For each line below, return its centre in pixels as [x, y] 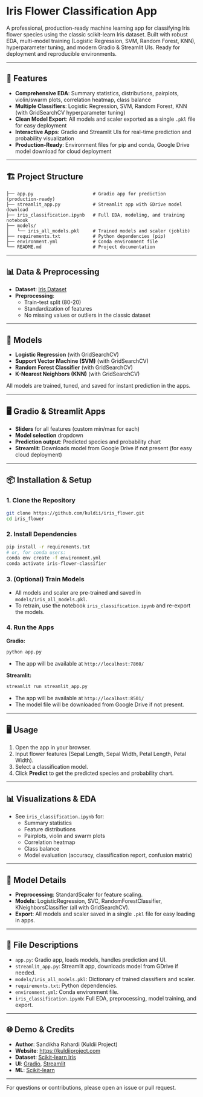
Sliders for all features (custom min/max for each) [77, 429]
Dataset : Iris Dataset [41, 289]
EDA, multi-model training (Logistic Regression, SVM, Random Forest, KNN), [101, 41]
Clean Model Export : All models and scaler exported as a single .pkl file [105, 119]
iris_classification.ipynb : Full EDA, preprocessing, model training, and [106, 998]
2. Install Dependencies [42, 534]
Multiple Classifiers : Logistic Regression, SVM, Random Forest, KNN [101, 106]
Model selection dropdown [49, 435]
